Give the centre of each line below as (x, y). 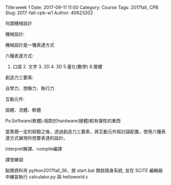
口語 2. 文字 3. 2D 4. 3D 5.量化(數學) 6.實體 (58, 67)
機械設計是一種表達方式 (30, 45)
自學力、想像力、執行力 (30, 88)
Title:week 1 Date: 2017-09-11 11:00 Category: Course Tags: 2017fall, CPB (82, 7)
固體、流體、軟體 (23, 110)
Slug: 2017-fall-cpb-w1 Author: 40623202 (49, 13)
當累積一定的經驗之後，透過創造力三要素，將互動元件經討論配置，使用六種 (83, 131)
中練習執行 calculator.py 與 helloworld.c (47, 177)
